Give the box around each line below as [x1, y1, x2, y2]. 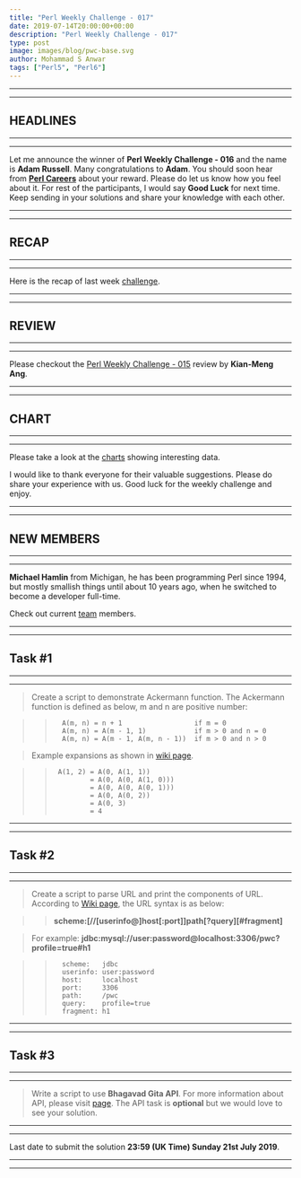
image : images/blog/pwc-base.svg [9, 47, 134, 56]
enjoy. [9, 488, 32, 499]
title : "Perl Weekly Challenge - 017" [9, 13, 154, 22]
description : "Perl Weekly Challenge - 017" [9, 30, 178, 39]
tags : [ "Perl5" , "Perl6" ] [9, 64, 106, 73]
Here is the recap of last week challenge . [9, 275, 161, 286]
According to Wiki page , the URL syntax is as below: [30, 898, 225, 909]
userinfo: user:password [61, 967, 155, 976]
